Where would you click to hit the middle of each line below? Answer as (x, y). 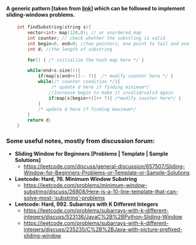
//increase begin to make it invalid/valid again (111, 93)
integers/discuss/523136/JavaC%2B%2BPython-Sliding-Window (103, 217)
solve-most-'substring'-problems (64, 198)
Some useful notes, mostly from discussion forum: (81, 141)
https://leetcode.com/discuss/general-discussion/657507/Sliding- (104, 167)
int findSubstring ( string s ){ (54, 27)
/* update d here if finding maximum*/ (87, 109)
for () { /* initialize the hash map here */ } (86, 60)
